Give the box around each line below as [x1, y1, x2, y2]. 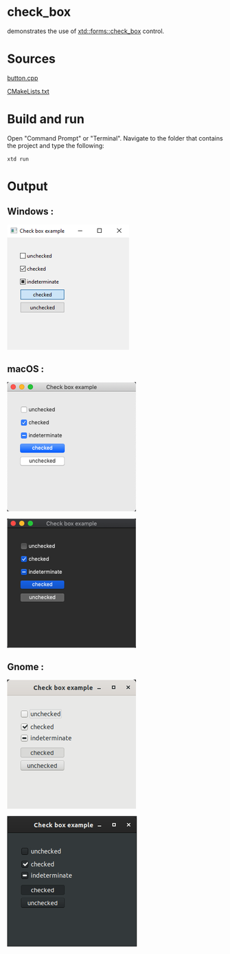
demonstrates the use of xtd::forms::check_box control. [7, 27, 165, 35]
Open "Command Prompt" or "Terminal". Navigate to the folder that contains [7, 134, 223, 142]
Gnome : [7, 661, 45, 673]
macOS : [7, 363, 45, 375]
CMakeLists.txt [7, 87, 49, 95]
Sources [7, 51, 56, 67]
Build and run [7, 112, 84, 127]
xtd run [7, 156, 30, 163]
